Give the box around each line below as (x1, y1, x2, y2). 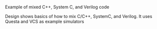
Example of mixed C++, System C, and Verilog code (5, 4, 110, 10)
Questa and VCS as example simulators (5, 19, 84, 24)
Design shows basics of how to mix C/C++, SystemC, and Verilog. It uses (5, 14, 153, 19)
